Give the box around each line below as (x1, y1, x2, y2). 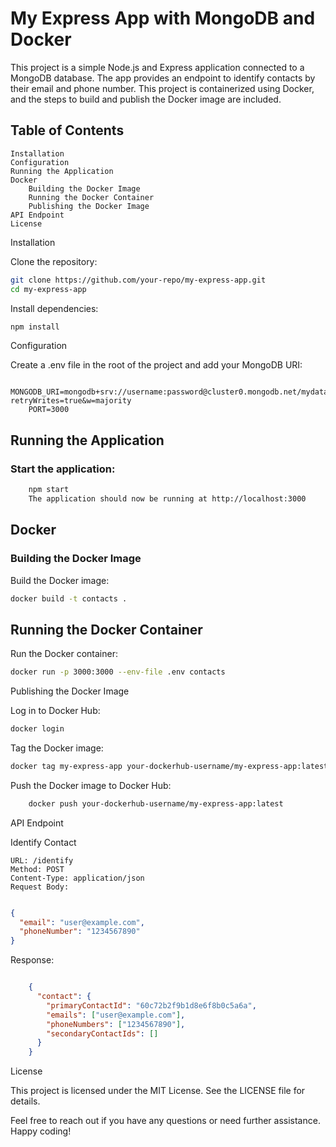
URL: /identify (10, 855, 74, 866)
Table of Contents (10, 122, 125, 139)
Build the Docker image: (10, 574, 110, 586)
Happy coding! (10, 1125, 72, 1137)
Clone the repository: (10, 255, 98, 267)
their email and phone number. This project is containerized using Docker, (10, 82, 315, 94)
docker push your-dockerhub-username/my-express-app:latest (28, 798, 284, 809)
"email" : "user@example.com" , (19, 917, 145, 927)
